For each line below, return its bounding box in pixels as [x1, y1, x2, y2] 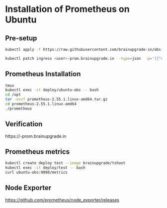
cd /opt [5, 92, 21, 98]
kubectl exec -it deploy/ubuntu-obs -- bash [5, 88, 99, 93]
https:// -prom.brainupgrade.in [5, 133, 67, 139]
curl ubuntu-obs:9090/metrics [5, 170, 68, 175]
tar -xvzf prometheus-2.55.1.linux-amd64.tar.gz [5, 97, 108, 102]
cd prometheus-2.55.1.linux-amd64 [5, 102, 77, 106]
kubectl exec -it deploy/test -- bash [5, 165, 85, 170]
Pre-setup [5, 34, 37, 42]
